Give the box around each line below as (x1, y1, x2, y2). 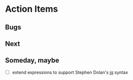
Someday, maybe (5, 56, 59, 65)
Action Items (5, 3, 58, 15)
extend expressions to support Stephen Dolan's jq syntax (12, 69, 129, 75)
